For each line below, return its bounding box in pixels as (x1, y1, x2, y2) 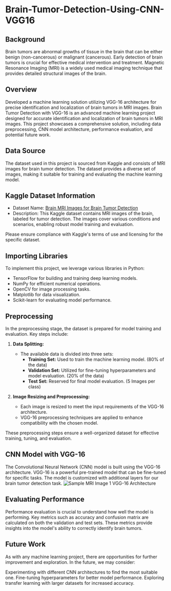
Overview (5, 85, 37, 94)
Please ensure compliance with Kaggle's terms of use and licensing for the (5, 231, 163, 237)
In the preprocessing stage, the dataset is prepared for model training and (5, 326, 161, 332)
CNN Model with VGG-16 (5, 450, 85, 459)
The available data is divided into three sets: (20, 351, 114, 357)
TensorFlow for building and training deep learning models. (12, 275, 138, 281)
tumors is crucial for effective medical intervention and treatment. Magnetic (5, 60, 165, 65)
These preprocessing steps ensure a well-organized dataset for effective (5, 430, 159, 436)
